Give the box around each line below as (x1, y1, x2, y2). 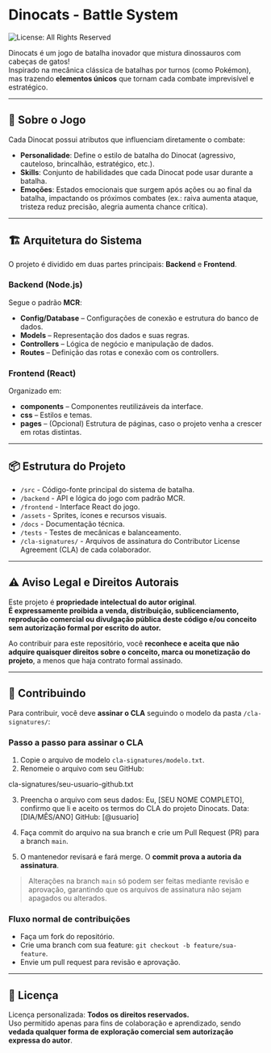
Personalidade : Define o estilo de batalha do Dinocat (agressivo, (19, 150, 236, 160)
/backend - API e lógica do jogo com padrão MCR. (19, 493, 186, 503)
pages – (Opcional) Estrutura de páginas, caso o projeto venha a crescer (19, 419, 262, 428)
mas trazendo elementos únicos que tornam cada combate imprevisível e (8, 73, 255, 83)
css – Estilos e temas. (19, 410, 93, 420)
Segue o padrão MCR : (8, 297, 82, 307)
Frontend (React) (8, 367, 77, 378)
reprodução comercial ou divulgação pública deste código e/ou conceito (8, 614, 256, 624)
